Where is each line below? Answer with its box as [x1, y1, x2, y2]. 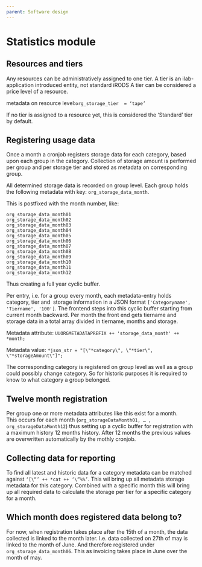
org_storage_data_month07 [6, 243, 71, 249]
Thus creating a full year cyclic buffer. [6, 280, 101, 287]
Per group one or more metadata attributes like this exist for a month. [6, 410, 178, 417]
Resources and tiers [6, 59, 83, 69]
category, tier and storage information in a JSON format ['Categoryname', [6, 298, 191, 306]
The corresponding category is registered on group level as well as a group [6, 364, 194, 371]
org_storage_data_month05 [6, 233, 71, 239]
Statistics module [6, 34, 96, 48]
